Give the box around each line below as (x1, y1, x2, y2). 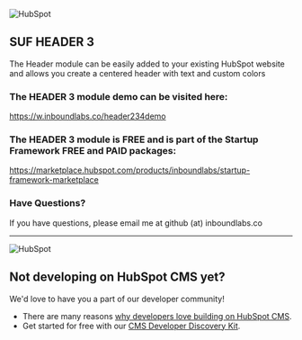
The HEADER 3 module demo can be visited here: (9, 90, 228, 103)
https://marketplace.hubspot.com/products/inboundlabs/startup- (9, 165, 251, 175)
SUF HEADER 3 (9, 34, 94, 49)
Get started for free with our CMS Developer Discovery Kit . (22, 320, 241, 331)
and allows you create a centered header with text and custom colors (9, 67, 266, 78)
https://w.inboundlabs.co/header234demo (9, 111, 166, 121)
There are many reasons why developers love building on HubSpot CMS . (22, 310, 292, 321)
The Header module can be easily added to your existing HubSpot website (9, 58, 286, 69)
